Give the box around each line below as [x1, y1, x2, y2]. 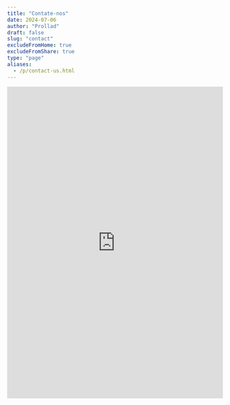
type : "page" [7, 55, 44, 62]
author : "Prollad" [7, 23, 60, 29]
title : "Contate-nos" [7, 10, 69, 17]
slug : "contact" [7, 36, 53, 42]
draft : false [7, 29, 44, 36]
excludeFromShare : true [7, 49, 75, 55]
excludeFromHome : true [7, 42, 72, 49]
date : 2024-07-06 [7, 16, 57, 23]
